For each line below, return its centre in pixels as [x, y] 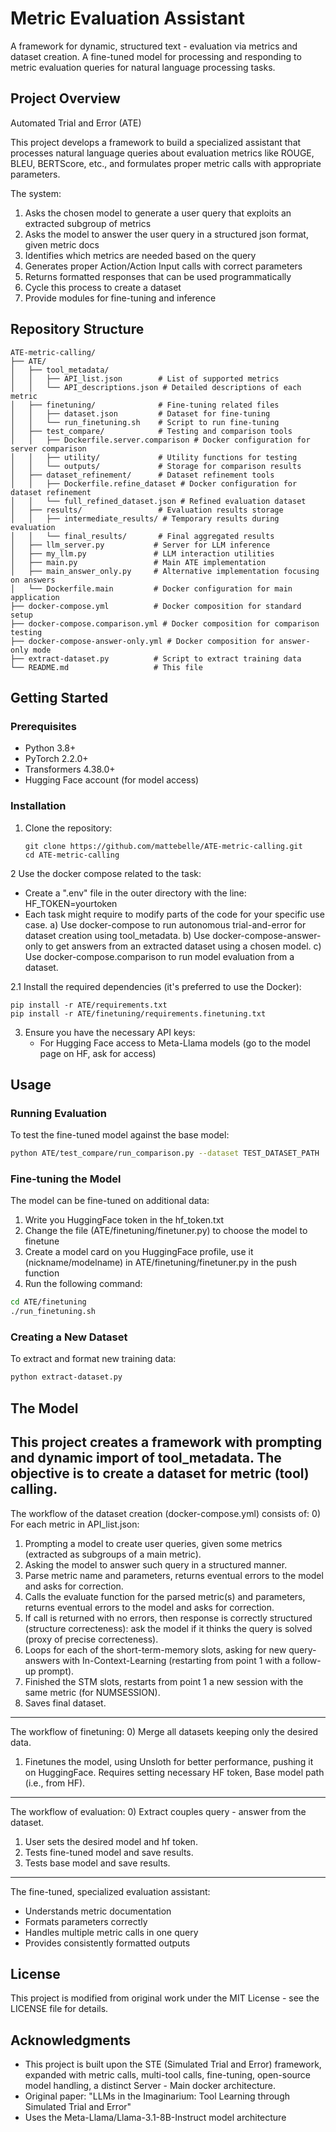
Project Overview [65, 98]
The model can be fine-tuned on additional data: [110, 1201]
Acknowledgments [71, 2040]
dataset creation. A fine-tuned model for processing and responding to [156, 56]
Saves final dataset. [65, 1703]
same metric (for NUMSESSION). [92, 1692]
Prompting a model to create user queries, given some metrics [153, 1543]
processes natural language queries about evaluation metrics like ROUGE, [162, 153]
